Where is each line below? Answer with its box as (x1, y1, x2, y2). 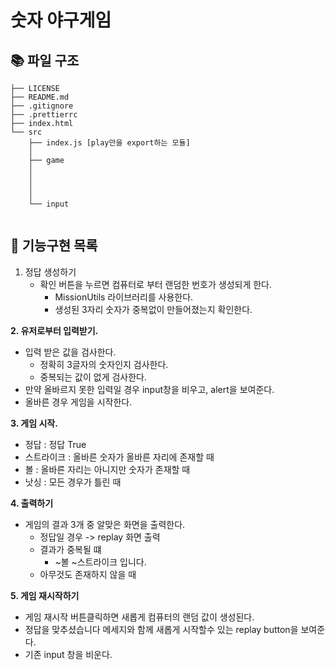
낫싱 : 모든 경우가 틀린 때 (24, 476, 122, 488)
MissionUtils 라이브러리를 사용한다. (54, 291, 194, 303)
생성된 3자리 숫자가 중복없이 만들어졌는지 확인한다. (54, 303, 253, 315)
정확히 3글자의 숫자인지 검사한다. (39, 358, 169, 370)
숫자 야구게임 (10, 9, 112, 32)
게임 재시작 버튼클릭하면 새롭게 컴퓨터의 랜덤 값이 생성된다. (24, 611, 255, 623)
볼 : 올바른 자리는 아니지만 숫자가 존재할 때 (24, 463, 191, 475)
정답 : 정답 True (24, 438, 87, 450)
